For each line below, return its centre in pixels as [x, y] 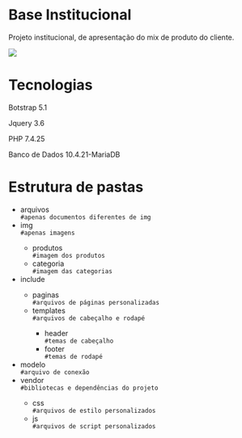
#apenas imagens [47, 233]
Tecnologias [51, 85]
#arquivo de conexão [55, 372]
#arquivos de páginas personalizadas [96, 302]
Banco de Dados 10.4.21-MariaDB [64, 154]
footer [54, 348]
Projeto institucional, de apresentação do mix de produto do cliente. [121, 37]
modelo [33, 364]
